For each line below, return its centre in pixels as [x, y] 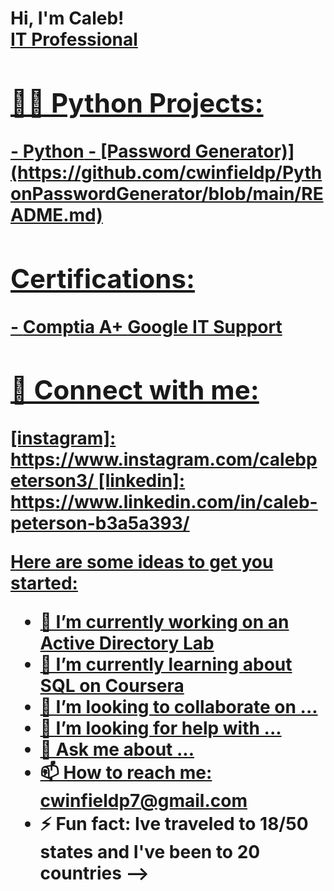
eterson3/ [52, 481]
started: [44, 583]
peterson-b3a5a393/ [100, 523]
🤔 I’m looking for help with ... [160, 728]
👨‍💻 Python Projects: [137, 102]
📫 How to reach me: [126, 773]
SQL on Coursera [112, 686]
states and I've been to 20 [150, 852]
